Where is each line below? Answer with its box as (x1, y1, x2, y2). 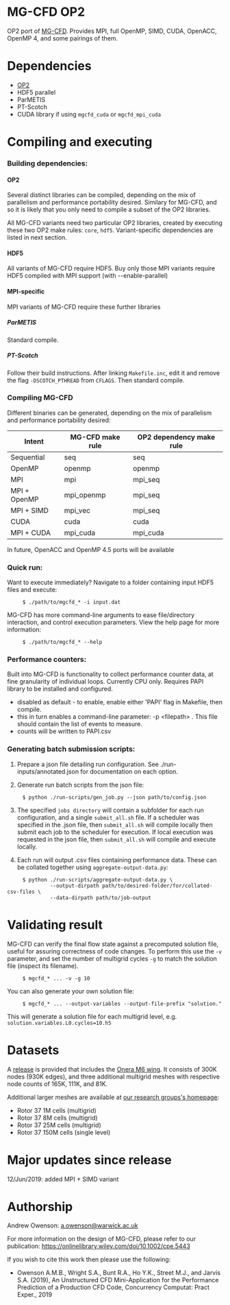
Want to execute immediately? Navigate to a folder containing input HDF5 (7, 578, 214, 587)
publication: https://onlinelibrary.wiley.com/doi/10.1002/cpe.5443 (7, 1242, 190, 1250)
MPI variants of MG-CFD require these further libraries (7, 303, 161, 311)
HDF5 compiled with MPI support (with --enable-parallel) (7, 272, 168, 280)
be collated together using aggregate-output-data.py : (16, 863, 169, 871)
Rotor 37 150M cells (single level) (16, 1128, 111, 1136)
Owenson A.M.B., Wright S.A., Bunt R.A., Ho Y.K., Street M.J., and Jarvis (16, 1269, 221, 1277)
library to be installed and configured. (7, 684, 113, 693)
